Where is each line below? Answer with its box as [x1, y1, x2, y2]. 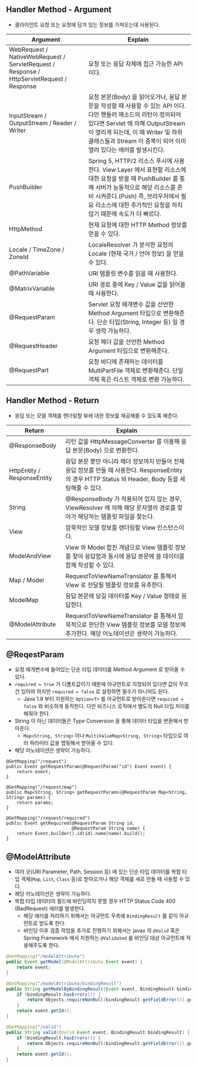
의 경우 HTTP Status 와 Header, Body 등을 [65, 475, 179, 483]
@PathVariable [9, 269, 50, 277]
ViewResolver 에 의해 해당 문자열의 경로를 [65, 503, 176, 511]
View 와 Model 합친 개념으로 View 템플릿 [65, 543, 174, 551]
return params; [16, 800, 54, 806]
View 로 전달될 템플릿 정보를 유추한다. [65, 581, 164, 589]
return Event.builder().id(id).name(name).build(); [16, 831, 145, 837]
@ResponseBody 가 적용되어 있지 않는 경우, [65, 494, 182, 503]
